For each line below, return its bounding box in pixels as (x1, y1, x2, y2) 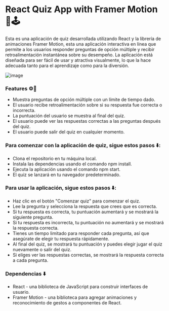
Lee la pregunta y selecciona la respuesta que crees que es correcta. (12, 203, 157, 209)
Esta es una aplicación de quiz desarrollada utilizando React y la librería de (5, 36, 161, 42)
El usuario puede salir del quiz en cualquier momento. (12, 129, 125, 135)
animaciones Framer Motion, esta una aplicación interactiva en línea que (5, 41, 156, 47)
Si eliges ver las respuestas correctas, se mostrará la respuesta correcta (12, 252, 164, 258)
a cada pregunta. (12, 257, 49, 263)
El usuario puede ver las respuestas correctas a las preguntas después (12, 118, 161, 124)
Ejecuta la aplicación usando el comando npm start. (12, 166, 120, 172)
